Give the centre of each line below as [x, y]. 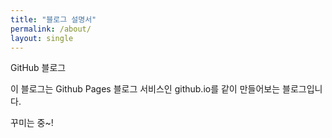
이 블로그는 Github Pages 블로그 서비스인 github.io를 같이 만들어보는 [145, 89]
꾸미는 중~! [32, 123]
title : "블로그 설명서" [53, 19]
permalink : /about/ [51, 29]
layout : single [42, 38]
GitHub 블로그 [38, 68]
